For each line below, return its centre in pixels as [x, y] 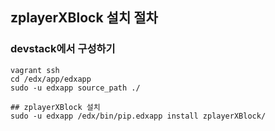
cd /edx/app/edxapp [51, 79]
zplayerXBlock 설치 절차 [84, 18]
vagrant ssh [35, 70]
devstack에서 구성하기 [63, 49]
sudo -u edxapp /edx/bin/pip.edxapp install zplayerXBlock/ [138, 116]
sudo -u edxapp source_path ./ [75, 88]
